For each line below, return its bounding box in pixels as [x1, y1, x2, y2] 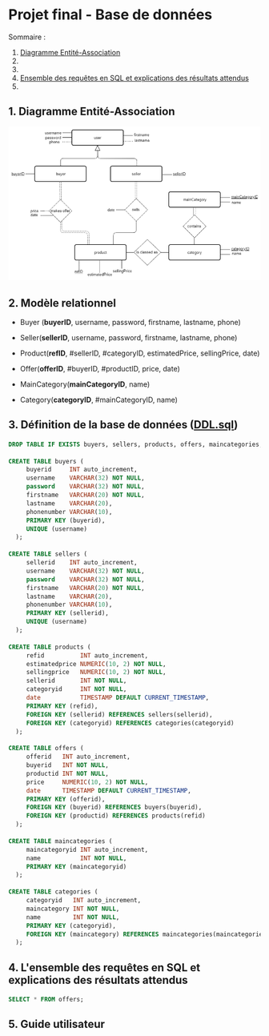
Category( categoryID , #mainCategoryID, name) [19, 395, 179, 404]
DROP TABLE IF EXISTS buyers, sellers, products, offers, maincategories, [8, 440, 263, 448]
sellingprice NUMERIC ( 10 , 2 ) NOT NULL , [26, 669, 167, 677]
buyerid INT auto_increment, [26, 466, 138, 474]
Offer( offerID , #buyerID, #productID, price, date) [19, 363, 180, 373]
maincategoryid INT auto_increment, [26, 845, 149, 853]
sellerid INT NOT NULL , [26, 677, 127, 685]
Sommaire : [8, 32, 46, 42]
